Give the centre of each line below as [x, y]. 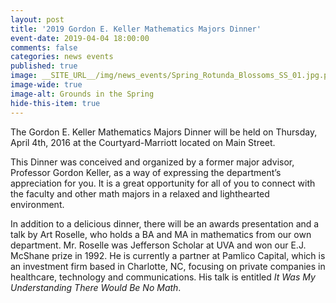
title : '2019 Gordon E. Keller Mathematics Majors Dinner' [136, 29]
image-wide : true [46, 85]
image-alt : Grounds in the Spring [82, 94]
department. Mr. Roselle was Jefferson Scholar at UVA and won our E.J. [158, 245]
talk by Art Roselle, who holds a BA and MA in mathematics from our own [161, 234]
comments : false [44, 47]
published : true [44, 66]
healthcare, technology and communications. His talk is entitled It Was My [163, 277]
